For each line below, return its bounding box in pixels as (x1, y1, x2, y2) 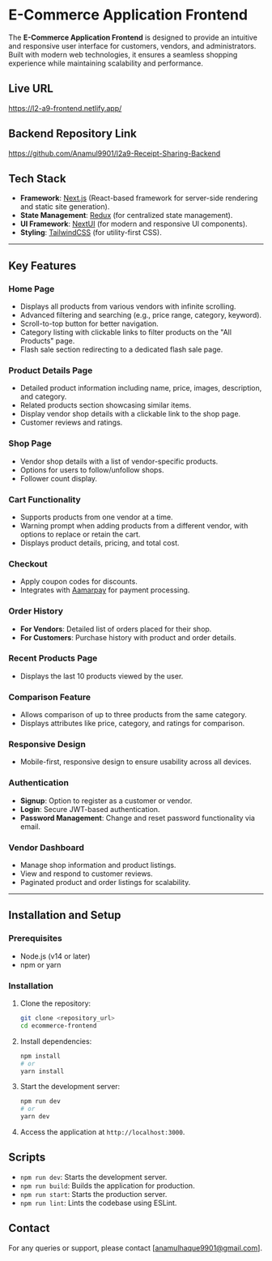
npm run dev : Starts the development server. (19, 1172, 168, 1182)
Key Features (8, 259, 77, 272)
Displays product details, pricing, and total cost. (19, 537, 180, 548)
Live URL (8, 82, 54, 96)
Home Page (8, 283, 55, 294)
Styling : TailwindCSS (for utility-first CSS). (19, 228, 162, 237)
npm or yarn (19, 960, 62, 969)
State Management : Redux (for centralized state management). (19, 211, 233, 220)
